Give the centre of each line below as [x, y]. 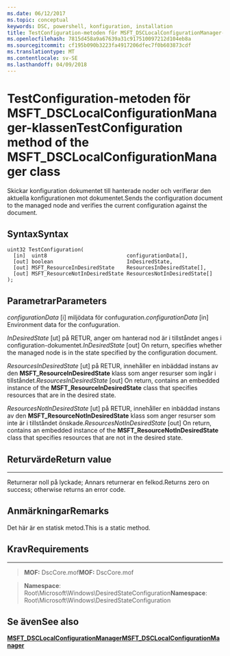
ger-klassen [42, 127]
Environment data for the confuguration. [64, 325]
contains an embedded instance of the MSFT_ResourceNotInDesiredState [113, 431]
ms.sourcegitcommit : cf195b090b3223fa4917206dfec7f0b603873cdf [99, 45]
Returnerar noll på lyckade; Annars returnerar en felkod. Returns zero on [108, 482]
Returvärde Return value [59, 459]
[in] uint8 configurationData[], [101, 256]
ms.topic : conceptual [38, 20]
